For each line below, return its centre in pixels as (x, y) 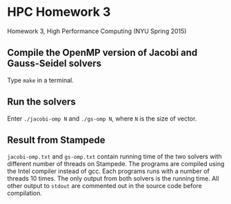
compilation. (25, 193)
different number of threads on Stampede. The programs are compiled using (116, 164)
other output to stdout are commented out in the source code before (104, 186)
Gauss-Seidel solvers (54, 64)
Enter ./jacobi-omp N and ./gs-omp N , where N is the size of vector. (102, 119)
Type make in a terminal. (40, 80)
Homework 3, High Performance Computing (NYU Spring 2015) (97, 31)
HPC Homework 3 (59, 12)
